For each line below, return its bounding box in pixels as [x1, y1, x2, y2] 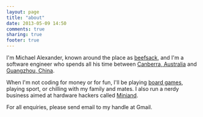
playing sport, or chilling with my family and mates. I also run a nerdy [6, 85, 179, 92]
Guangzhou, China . [6, 67, 55, 74]
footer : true [6, 37, 40, 43]
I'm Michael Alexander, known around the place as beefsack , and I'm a [6, 54, 184, 61]
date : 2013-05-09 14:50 [6, 20, 67, 26]
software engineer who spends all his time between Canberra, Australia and [6, 60, 197, 68]
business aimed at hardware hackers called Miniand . [6, 92, 138, 99]
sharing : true [6, 32, 43, 38]
